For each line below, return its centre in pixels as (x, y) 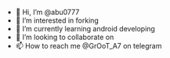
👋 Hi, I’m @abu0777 (47, 12)
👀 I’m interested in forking (57, 20)
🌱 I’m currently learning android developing (85, 29)
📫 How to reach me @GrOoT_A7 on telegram (89, 46)
